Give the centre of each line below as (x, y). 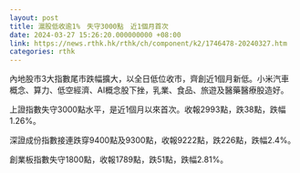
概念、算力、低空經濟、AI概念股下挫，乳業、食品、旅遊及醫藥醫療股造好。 (149, 90)
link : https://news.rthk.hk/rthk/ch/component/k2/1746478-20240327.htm (148, 43)
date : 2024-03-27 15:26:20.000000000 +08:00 (95, 35)
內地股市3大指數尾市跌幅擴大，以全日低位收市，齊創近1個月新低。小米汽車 (150, 79)
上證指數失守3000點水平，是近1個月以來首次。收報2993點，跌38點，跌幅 (148, 109)
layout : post (34, 18)
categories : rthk (42, 52)
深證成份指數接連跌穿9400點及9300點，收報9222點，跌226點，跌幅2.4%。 (153, 140)
